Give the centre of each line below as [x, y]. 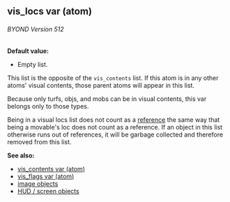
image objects [38, 183]
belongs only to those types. [48, 106]
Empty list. [32, 64]
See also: [21, 155]
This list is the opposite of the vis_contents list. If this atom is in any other [113, 78]
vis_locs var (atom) [50, 11]
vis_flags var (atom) [46, 176]
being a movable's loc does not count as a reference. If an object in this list [115, 127]
